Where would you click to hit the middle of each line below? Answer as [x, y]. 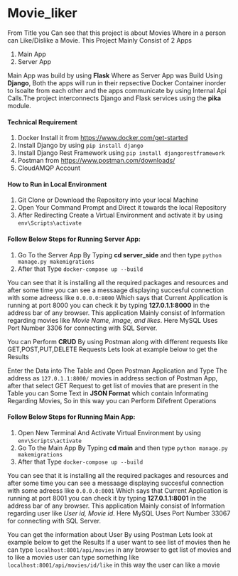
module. [20, 105]
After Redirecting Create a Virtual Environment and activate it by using [120, 215]
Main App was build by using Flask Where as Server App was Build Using [115, 75]
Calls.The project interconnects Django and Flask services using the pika [114, 98]
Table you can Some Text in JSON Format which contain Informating [108, 393]
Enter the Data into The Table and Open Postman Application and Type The [117, 370]
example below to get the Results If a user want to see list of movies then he [119, 542]
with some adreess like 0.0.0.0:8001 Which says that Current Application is [118, 490]
